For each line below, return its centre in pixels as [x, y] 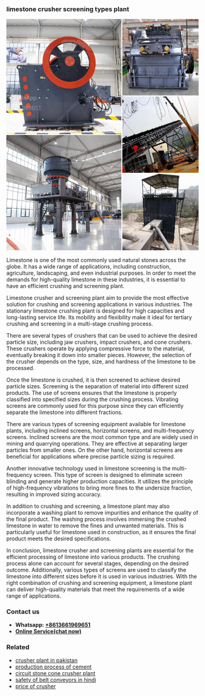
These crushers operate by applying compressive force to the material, [95, 348]
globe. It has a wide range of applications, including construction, [88, 266]
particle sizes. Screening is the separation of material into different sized [97, 386]
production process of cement [53, 667]
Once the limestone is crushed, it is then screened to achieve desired [93, 380]
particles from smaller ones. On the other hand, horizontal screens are [95, 450]
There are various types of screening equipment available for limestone [96, 424]
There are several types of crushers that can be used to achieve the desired [102, 335]
